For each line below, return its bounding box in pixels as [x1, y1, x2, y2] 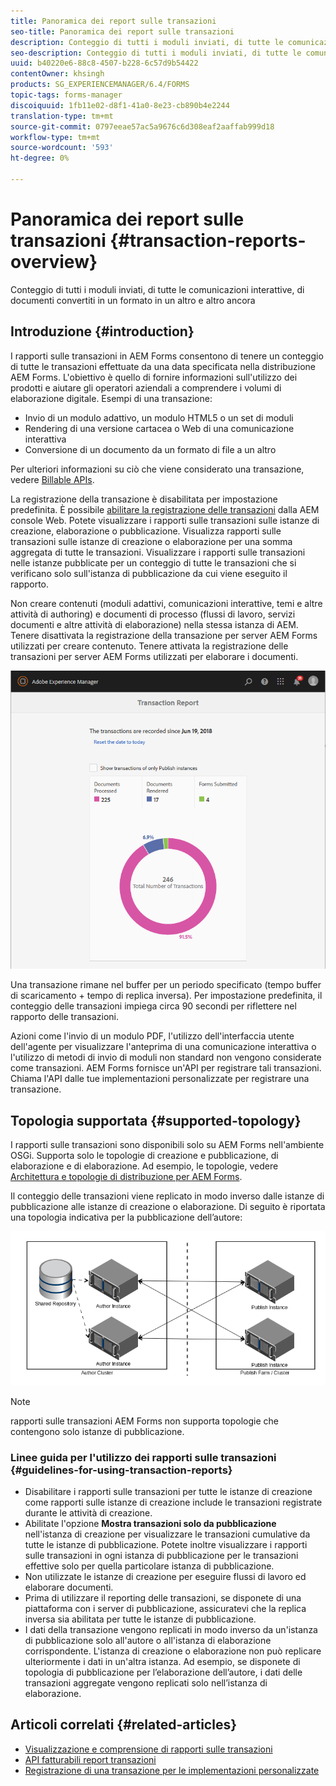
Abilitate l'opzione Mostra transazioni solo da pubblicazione [24, 1518, 277, 1530]
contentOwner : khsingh [10, 69, 105, 79]
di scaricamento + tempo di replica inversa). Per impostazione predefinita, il [10, 990, 323, 1002]
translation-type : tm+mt [10, 111, 114, 121]
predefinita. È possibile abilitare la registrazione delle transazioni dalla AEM [10, 503, 320, 515]
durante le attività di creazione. [24, 1507, 153, 1519]
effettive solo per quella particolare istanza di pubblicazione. [24, 1560, 275, 1572]
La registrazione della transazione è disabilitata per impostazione [10, 493, 278, 505]
